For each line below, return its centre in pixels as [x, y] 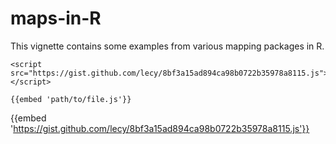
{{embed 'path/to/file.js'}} [71, 99]
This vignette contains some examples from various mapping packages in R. [167, 46]
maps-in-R [56, 18]
